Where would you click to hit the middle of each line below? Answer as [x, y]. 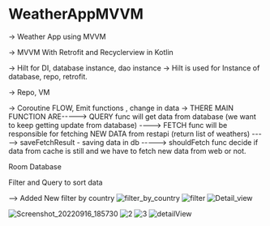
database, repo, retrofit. [48, 76]
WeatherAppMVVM [76, 14]
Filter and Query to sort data [56, 182]
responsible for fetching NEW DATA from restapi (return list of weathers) [129, 134]
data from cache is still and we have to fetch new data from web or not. [127, 151]
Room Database [35, 166]
